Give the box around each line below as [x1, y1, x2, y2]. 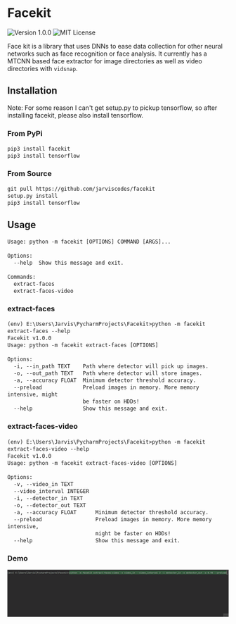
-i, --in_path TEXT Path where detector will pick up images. [13, 363, 209, 370]
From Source [7, 168, 52, 178]
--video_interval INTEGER [13, 487, 90, 494]
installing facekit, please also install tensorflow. [7, 111, 144, 119]
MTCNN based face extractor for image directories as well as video [7, 56, 202, 65]
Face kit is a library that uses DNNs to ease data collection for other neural [7, 42, 223, 50]
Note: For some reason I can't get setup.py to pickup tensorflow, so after [7, 104, 218, 112]
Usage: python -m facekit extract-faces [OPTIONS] [7, 342, 159, 349]
